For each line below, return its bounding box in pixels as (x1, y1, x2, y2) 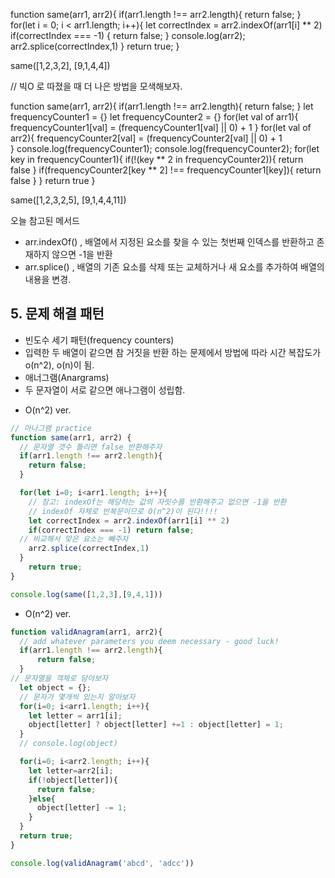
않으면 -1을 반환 (51, 249, 113, 260)
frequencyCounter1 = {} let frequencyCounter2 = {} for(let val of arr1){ (10, 111, 299, 123)
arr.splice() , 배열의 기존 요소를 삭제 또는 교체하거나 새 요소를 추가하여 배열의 (24, 261, 325, 273)
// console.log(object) (19, 739, 118, 749)
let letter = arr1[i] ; (28, 710, 123, 721)
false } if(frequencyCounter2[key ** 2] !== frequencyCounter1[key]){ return (10, 164, 322, 176)
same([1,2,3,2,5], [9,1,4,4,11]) (10, 194, 127, 206)
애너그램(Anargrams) (24, 371, 110, 383)
